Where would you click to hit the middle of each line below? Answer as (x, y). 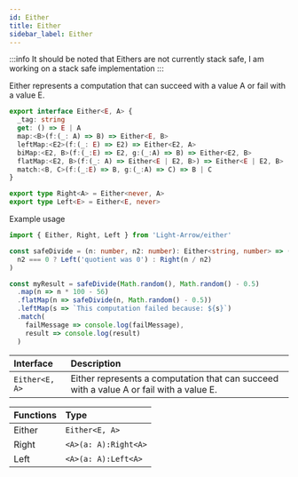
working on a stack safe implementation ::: (86, 68)
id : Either (29, 17)
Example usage (37, 219)
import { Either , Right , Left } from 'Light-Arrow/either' (121, 235)
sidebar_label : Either (51, 34)
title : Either (35, 26)
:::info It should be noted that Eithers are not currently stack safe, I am (137, 60)
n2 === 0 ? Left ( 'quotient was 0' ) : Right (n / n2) (115, 259)
